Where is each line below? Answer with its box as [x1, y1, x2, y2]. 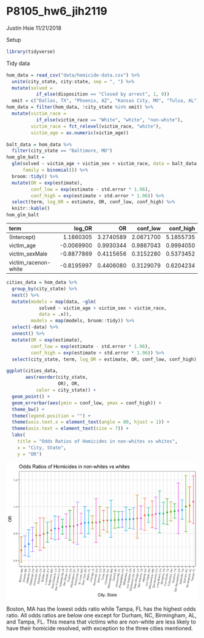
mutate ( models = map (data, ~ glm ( [12, 299, 97, 305]
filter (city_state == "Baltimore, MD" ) [12, 148, 113, 154]
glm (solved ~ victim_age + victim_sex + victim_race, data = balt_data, [12, 161, 200, 167]
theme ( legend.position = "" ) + [12, 413, 91, 419]
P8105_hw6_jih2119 [6, 4, 107, 18]
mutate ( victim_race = [12, 110, 67, 117]
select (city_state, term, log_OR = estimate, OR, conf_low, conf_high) [12, 356, 197, 362]
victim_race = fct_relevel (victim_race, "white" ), [30, 123, 162, 129]
